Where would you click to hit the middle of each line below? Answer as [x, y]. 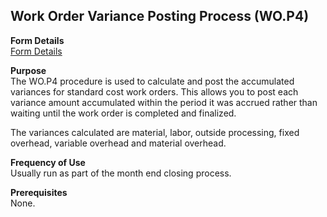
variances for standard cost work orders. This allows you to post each [154, 91]
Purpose [28, 70]
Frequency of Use [48, 162]
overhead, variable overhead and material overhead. [118, 143]
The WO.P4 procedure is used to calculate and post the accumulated [152, 81]
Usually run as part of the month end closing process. [121, 173]
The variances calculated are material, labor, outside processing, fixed [155, 132]
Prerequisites [39, 192]
